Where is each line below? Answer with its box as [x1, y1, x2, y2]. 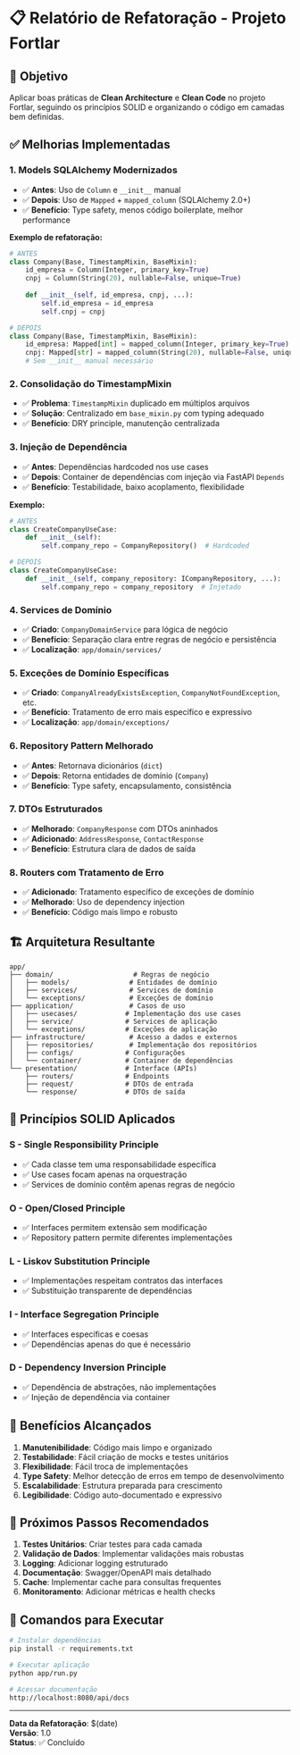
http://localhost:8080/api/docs [9, 1693, 129, 1702]
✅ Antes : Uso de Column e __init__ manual [21, 184, 181, 195]
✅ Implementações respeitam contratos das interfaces [21, 1275, 223, 1286]
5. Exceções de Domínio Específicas [9, 667, 170, 679]
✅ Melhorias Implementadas [9, 137, 171, 153]
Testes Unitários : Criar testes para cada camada [21, 1539, 203, 1549]
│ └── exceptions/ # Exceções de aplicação [9, 1025, 218, 1034]
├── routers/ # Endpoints [25, 1071, 170, 1080]
